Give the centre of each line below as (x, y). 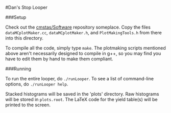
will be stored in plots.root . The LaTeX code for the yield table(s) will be (81, 99)
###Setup (16, 17)
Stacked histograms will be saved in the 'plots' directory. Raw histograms (82, 94)
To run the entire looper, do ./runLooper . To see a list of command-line (80, 78)
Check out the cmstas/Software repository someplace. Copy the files (78, 27)
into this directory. (24, 38)
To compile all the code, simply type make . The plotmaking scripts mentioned (86, 48)
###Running (18, 69)
